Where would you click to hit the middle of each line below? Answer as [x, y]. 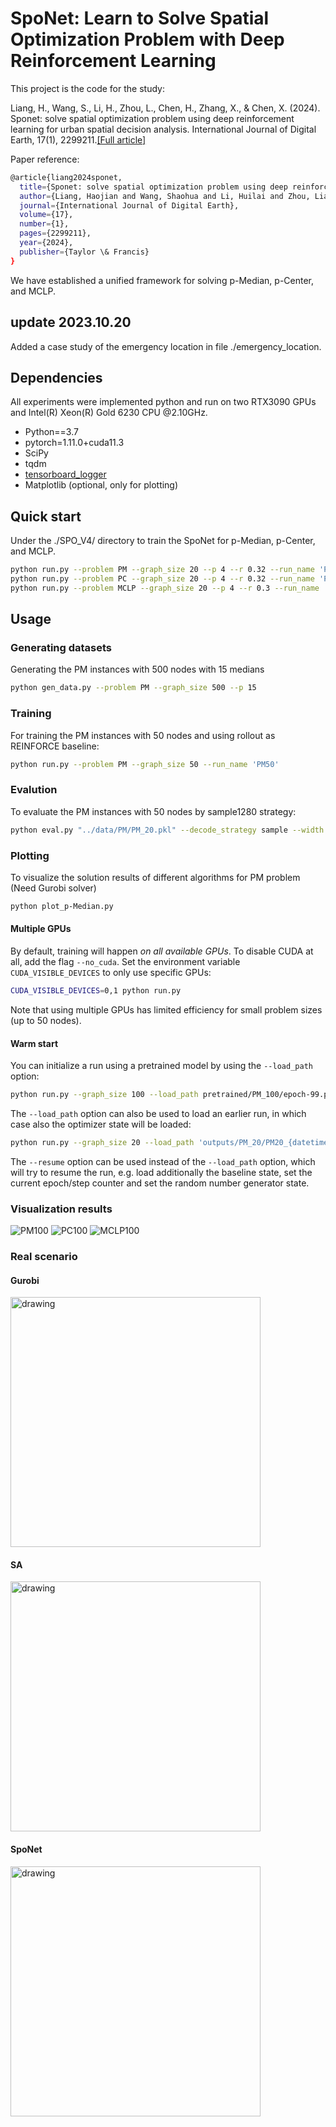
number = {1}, [44, 224]
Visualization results [61, 1209]
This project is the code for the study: [87, 88]
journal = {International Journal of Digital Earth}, [129, 205]
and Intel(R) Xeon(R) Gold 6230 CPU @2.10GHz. [109, 413]
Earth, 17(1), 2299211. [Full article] [78, 139]
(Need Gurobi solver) [53, 888]
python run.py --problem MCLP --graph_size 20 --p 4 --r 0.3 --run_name [165, 588]
